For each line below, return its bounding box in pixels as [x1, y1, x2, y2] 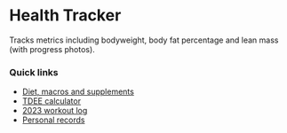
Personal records [21, 114, 85, 125]
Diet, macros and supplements [21, 86, 135, 98]
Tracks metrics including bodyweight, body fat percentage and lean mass [9, 35, 279, 45]
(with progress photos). [9, 43, 95, 54]
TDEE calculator [21, 96, 82, 106]
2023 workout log [21, 106, 88, 116]
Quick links [9, 66, 60, 78]
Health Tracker [9, 5, 122, 26]
